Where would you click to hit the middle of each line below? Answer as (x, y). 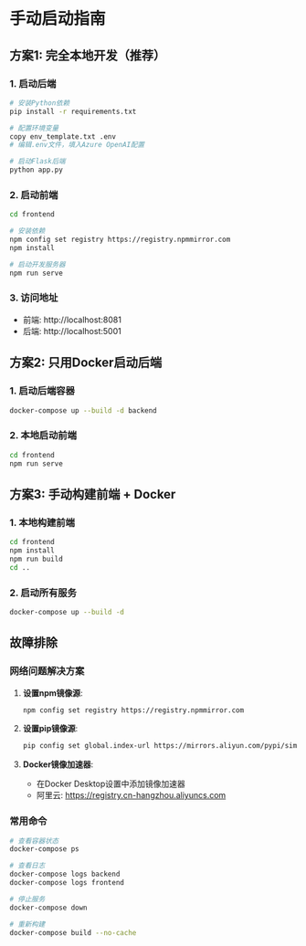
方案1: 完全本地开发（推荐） (88, 55)
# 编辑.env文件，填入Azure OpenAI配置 (77, 145)
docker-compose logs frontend (67, 883)
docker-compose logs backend (65, 874)
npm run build (37, 559)
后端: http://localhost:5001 (72, 331)
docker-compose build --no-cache (73, 932)
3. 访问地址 (34, 298)
